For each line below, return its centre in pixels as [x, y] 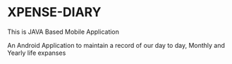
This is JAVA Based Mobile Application [63, 32]
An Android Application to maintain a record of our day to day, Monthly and [116, 45]
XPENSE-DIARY [54, 12]
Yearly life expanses [37, 53]
